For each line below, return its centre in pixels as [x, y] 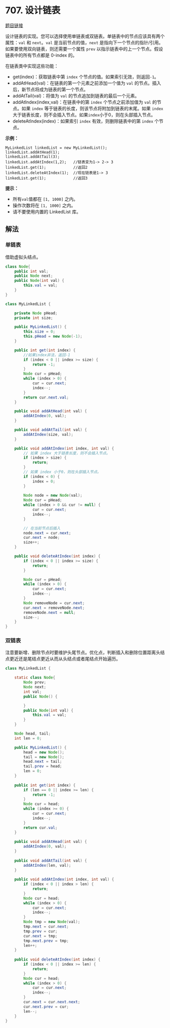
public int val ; [32, 271]
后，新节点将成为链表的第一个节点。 [50, 89]
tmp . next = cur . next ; [46, 927]
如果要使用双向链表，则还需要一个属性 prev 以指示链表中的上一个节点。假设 [84, 49]
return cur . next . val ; [46, 397]
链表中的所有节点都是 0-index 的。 [41, 55]
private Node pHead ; [36, 313]
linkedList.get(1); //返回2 [47, 167]
